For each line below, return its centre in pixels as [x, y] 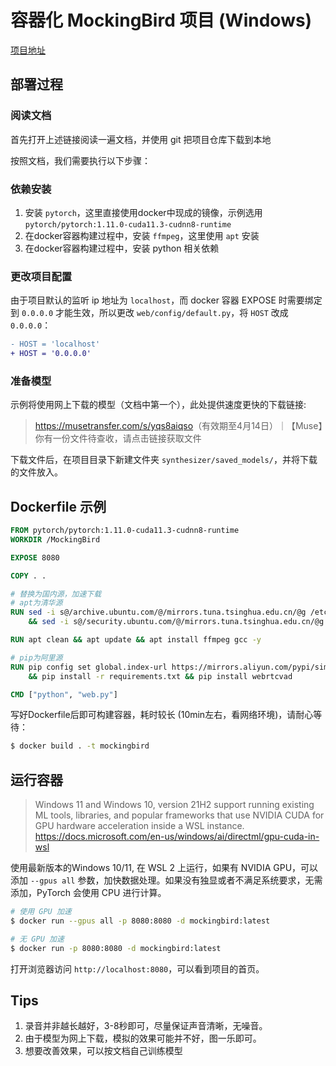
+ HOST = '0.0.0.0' [51, 354]
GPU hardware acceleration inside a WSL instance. [139, 826]
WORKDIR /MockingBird [55, 539]
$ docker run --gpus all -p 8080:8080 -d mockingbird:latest [140, 921]
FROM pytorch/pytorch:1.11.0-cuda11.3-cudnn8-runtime [125, 531]
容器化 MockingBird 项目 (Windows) [161, 20]
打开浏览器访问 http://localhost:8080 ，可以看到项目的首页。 [137, 968]
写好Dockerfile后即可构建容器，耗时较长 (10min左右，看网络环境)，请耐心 [162, 715]
